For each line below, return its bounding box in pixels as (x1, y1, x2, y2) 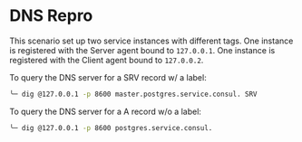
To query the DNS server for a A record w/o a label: (9, 106, 202, 117)
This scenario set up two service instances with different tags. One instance (9, 35, 294, 46)
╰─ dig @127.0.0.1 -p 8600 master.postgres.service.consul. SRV (9, 90, 258, 99)
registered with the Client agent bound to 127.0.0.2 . (9, 54, 204, 65)
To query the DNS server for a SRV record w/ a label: (9, 71, 207, 82)
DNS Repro (9, 5, 93, 26)
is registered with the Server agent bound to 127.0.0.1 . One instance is (9, 44, 276, 55)
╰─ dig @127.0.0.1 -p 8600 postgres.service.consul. (9, 123, 213, 132)
